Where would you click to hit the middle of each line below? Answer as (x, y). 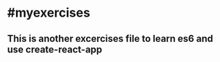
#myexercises (49, 13)
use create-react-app (55, 49)
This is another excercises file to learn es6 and (110, 39)
